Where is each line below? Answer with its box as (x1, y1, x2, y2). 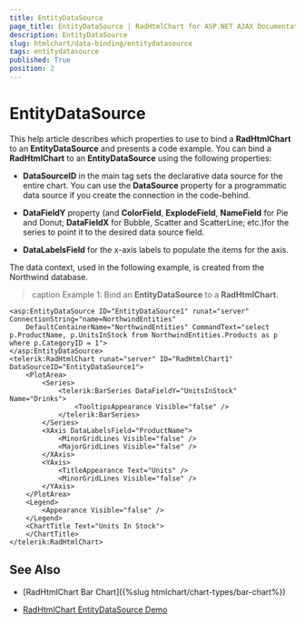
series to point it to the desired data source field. (22, 226, 205, 237)
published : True (9, 55, 71, 65)
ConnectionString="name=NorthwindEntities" (9, 315, 177, 324)
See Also (9, 562, 61, 578)
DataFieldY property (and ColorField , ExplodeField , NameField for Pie (22, 206, 289, 218)
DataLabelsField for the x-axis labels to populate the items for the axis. (22, 244, 289, 255)
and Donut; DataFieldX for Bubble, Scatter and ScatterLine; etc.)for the (22, 216, 290, 227)
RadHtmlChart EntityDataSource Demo (22, 604, 168, 615)
